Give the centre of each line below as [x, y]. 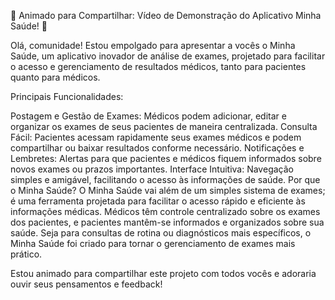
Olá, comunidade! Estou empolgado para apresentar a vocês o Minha [153, 45]
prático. [26, 254]
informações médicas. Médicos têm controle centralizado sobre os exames [165, 211]
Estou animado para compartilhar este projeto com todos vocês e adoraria [163, 273]
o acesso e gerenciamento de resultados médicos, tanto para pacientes [158, 66]
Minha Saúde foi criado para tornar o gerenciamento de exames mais [153, 243]
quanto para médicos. [55, 77]
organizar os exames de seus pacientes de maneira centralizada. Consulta [164, 126]
